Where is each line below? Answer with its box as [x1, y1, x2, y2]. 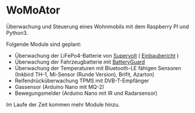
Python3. [6, 29, 28, 36]
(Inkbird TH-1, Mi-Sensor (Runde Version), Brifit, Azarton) [14, 71, 155, 78]
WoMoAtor [6, 4, 60, 17]
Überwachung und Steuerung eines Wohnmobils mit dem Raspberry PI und [6, 23, 189, 30]
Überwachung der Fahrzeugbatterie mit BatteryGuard [14, 58, 145, 65]
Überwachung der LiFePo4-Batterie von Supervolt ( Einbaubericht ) [14, 52, 179, 59]
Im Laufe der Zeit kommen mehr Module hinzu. [6, 101, 120, 108]
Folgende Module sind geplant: [6, 41, 82, 48]
